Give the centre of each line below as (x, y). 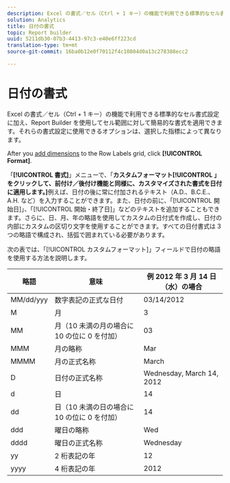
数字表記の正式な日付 (89, 300)
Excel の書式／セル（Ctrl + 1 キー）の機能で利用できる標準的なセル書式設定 (113, 114)
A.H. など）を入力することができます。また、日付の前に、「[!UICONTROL (110, 200)
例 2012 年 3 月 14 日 (182, 276)
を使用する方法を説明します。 (49, 258)
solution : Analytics (37, 20)
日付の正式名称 (79, 377)
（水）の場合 (181, 286)
